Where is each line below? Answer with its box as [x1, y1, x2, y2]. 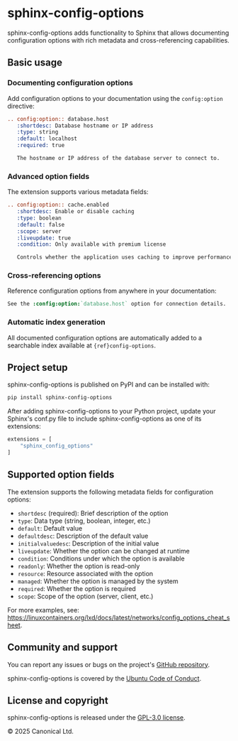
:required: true [16, 142, 65, 149]
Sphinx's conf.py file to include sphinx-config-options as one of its [7, 414, 202, 423]
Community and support [7, 642, 118, 654]
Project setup [7, 362, 69, 374]
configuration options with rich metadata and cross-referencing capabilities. [7, 36, 230, 44]
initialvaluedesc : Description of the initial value [17, 539, 159, 548]
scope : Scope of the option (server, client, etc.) [17, 592, 154, 600]
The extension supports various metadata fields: [7, 188, 149, 196]
